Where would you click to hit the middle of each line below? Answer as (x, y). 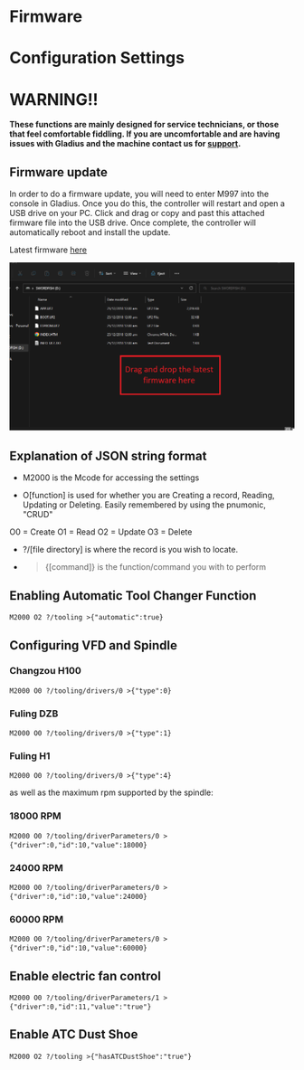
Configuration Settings (97, 58)
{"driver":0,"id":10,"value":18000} (78, 845)
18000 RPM (35, 816)
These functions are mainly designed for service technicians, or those (144, 125)
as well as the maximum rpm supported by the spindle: (112, 792)
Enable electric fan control (85, 975)
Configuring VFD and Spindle (94, 645)
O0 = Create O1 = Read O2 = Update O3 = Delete (101, 532)
